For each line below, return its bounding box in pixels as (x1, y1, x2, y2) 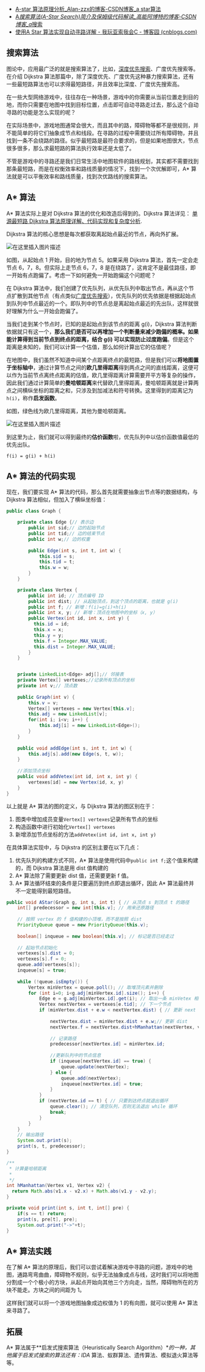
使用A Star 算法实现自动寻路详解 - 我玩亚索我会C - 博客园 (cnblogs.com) (15, 28, 198, 35)
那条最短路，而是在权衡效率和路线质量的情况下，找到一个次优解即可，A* (6, 165, 190, 172)
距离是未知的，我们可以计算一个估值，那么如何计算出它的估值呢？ (6, 343, 172, 350)
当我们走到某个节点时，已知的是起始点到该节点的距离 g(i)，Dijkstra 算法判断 (6, 320, 197, 328)
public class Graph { (6, 508, 62, 514)
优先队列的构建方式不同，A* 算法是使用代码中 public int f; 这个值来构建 (15, 856, 199, 864)
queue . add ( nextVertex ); (60, 1075, 121, 1081)
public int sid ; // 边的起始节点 (28, 525, 105, 531)
